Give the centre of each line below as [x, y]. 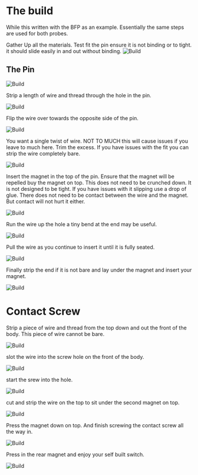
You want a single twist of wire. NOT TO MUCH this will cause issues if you [97, 141]
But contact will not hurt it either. [46, 201]
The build [30, 11]
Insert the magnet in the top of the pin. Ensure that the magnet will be [90, 176]
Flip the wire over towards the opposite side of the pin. [72, 118]
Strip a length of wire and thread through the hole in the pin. [79, 95]
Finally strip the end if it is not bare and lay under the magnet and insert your [99, 270]
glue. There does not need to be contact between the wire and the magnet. [97, 195]
